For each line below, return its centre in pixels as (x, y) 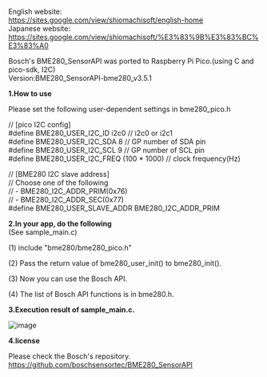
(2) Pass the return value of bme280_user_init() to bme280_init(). (115, 263)
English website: (35, 12)
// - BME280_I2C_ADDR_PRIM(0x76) (68, 191)
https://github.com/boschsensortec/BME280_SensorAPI (101, 365)
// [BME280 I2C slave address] (59, 174)
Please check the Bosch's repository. (70, 356)
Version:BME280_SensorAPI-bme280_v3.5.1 (80, 78)
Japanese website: (39, 28)
